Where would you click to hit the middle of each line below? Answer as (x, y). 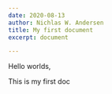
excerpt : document (38, 37)
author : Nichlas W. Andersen (56, 23)
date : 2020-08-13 (37, 15)
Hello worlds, (30, 67)
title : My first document (50, 30)
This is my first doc (39, 81)
